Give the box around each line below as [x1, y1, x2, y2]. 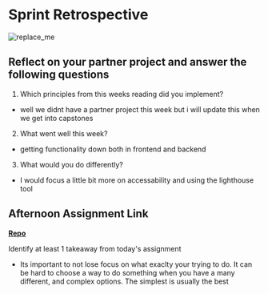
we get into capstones [19, 113, 94, 123]
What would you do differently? [19, 159, 124, 169]
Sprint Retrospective [8, 6, 149, 24]
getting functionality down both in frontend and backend [19, 144, 206, 154]
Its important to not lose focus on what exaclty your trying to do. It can [19, 259, 253, 269]
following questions [8, 68, 110, 82]
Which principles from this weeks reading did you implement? [19, 89, 224, 99]
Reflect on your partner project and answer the [8, 55, 247, 69]
